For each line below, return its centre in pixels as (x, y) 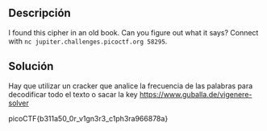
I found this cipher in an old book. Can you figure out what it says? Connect (133, 32)
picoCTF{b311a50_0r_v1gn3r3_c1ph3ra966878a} (88, 118)
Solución (31, 66)
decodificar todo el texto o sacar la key (73, 94)
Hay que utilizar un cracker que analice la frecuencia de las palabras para (131, 86)
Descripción (40, 13)
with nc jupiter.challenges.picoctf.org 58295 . (88, 41)
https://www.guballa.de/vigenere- (196, 94)
